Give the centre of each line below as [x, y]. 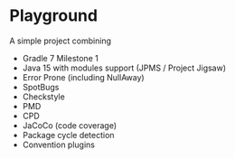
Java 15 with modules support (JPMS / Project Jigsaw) [124, 68]
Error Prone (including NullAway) [83, 77]
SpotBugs [41, 87]
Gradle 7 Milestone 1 [61, 58]
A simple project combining [60, 41]
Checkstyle [43, 97]
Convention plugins [58, 145]
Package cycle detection [68, 135]
